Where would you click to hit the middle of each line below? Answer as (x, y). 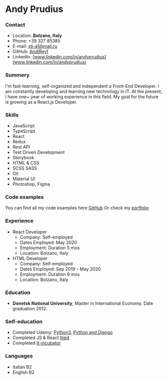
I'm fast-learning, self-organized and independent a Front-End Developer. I (82, 86)
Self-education (24, 322)
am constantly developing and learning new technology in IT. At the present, (84, 91)
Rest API (21, 147)
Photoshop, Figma (31, 184)
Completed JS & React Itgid (41, 338)
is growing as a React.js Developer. (41, 102)
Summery (17, 75)
